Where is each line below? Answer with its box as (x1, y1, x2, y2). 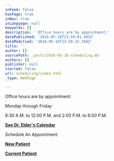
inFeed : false (5, 7, 34, 12)
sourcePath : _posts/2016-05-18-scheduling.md (5, 53, 99, 58)
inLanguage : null (5, 21, 40, 26)
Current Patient (5, 150, 37, 156)
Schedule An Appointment (5, 131, 58, 137)
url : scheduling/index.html (5, 71, 62, 76)
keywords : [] (5, 26, 32, 30)
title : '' (5, 44, 25, 49)
